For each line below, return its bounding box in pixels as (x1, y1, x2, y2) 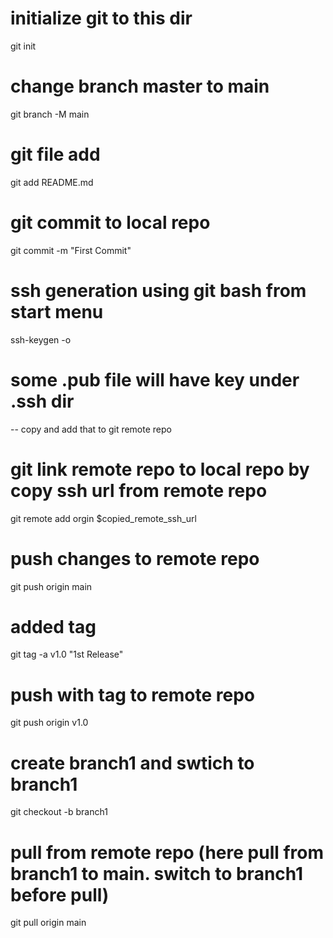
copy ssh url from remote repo (10, 479, 268, 502)
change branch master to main (10, 75, 270, 98)
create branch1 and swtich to (10, 752, 255, 774)
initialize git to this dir (10, 7, 193, 30)
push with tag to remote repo (10, 683, 255, 706)
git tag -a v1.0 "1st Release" (10, 648, 124, 661)
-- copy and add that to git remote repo (10, 423, 172, 435)
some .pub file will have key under (10, 368, 300, 391)
